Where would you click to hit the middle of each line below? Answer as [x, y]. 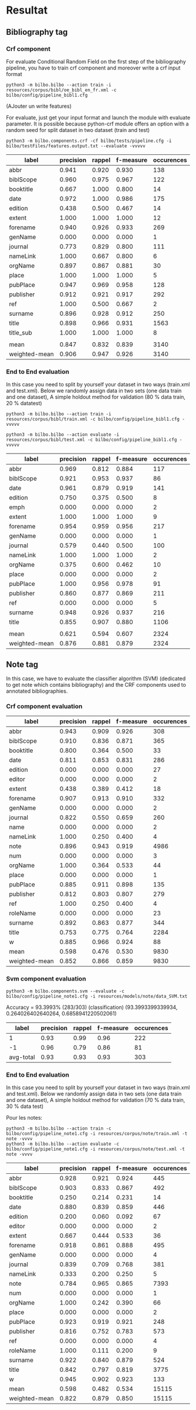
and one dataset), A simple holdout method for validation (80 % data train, [96, 397]
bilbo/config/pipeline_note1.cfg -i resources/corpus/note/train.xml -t [97, 1133]
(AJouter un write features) [39, 106]
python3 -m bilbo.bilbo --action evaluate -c [62, 1144]
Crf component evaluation [44, 706]
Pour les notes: [24, 1117]
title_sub [21, 332]
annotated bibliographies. [37, 691]
